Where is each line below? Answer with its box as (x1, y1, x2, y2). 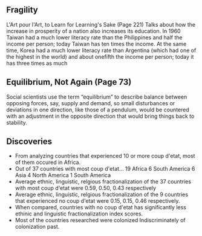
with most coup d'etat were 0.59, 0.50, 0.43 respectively (15, 185, 156, 192)
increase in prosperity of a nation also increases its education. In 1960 (6, 27, 181, 34)
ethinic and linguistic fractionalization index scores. (15, 210, 143, 217)
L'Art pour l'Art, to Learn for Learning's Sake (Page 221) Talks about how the (6, 21, 196, 28)
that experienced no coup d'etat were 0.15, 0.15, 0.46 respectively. (15, 197, 180, 205)
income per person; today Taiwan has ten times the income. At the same (6, 40, 187, 47)
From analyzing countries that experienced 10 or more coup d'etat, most (15, 152, 195, 160)
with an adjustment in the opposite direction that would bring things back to (6, 112, 195, 120)
